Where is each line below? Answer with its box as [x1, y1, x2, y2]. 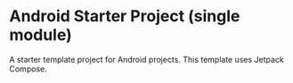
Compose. [9, 64, 47, 74]
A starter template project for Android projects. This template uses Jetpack [9, 54, 285, 64]
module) [9, 25, 73, 45]
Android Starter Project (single [9, 6, 240, 26]
